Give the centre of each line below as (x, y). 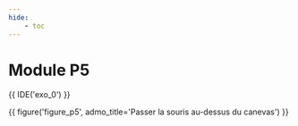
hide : (18, 17)
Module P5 (49, 70)
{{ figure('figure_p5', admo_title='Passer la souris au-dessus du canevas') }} (149, 112)
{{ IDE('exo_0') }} (39, 95)
